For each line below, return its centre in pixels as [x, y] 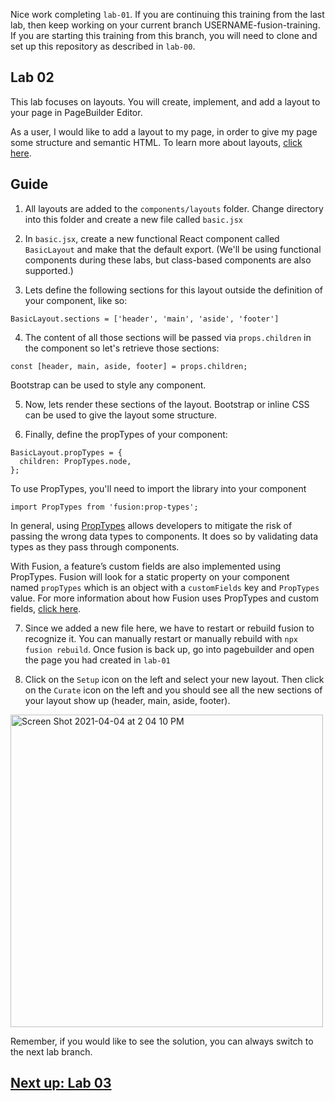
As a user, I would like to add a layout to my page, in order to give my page [164, 131]
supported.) [49, 270]
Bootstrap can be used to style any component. [108, 385]
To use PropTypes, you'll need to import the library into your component [158, 488]
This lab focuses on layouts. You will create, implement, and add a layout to [165, 101]
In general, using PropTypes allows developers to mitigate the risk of [151, 525]
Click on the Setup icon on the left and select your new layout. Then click [174, 679]
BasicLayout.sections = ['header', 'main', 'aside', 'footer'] [145, 319]
